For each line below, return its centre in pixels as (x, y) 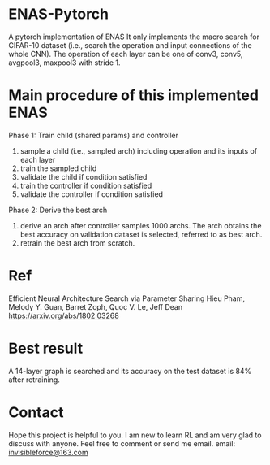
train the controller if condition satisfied (86, 185)
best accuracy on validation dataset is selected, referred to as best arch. (141, 234)
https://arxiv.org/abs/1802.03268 (64, 315)
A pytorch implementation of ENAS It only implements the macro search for (134, 37)
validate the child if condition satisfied (84, 176)
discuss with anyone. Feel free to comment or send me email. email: (122, 443)
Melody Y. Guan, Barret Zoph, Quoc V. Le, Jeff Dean (96, 306)
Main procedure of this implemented (134, 96)
